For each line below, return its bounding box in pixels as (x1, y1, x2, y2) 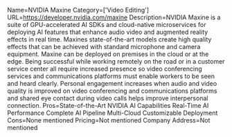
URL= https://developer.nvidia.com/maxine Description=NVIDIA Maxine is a (7, 13, 221, 21)
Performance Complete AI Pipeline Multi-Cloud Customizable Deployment (7, 109, 218, 117)
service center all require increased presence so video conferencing (7, 65, 202, 73)
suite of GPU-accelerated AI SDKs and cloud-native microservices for (7, 21, 206, 28)
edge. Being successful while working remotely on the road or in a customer (7, 57, 225, 65)
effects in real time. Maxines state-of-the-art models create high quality (7, 35, 212, 44)
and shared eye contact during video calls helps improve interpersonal (7, 94, 208, 102)
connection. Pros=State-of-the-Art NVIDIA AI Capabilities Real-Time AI (7, 102, 209, 109)
